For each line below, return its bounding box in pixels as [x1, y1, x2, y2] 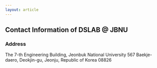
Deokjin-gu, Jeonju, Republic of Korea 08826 [19, 57, 112, 63]
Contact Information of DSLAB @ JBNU [5, 26, 128, 34]
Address [5, 40, 26, 47]
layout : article [5, 7, 39, 12]
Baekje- [136, 52, 153, 58]
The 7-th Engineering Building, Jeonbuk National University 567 [5, 52, 135, 58]
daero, [5, 57, 19, 63]
